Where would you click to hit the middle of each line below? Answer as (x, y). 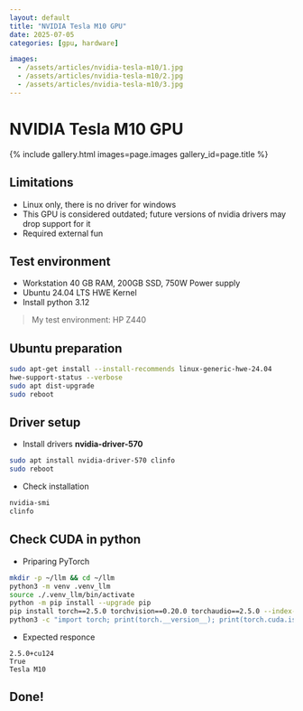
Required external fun (63, 233)
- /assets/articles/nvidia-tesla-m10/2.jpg (100, 76)
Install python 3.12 (56, 303)
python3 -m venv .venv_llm (60, 586)
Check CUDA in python (75, 540)
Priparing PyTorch (56, 561)
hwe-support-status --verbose (66, 378)
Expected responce (59, 637)
